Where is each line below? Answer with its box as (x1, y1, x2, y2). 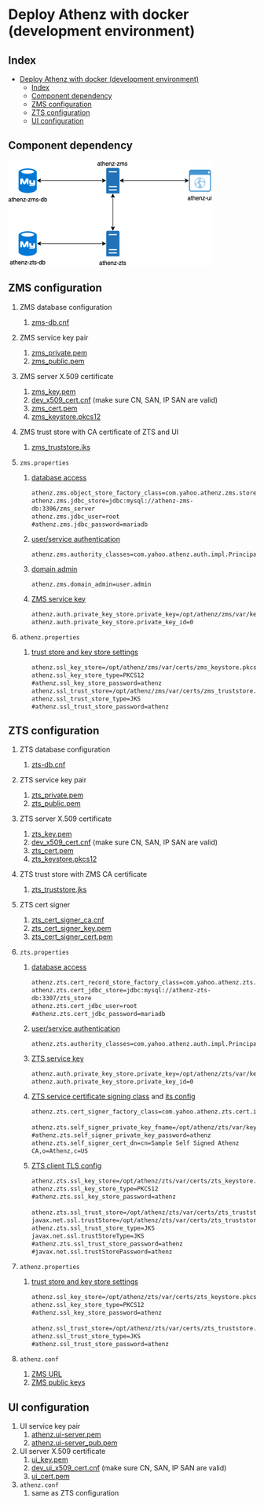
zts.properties (19, 949, 70, 957)
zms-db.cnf (31, 317, 70, 327)
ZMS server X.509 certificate (19, 371, 114, 381)
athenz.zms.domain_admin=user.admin (31, 580, 152, 588)
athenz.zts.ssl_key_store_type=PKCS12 (31, 1185, 159, 1193)
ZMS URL (31, 1370, 63, 1379)
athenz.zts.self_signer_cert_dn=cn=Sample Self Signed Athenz (31, 1139, 240, 1147)
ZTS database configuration (19, 745, 111, 754)
